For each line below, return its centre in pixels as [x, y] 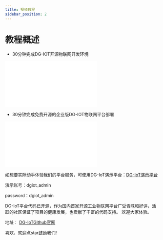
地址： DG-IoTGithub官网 [30, 222]
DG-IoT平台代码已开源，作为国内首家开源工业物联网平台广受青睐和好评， [79, 206]
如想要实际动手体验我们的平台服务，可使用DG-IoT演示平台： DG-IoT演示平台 [81, 175]
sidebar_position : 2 [26, 14]
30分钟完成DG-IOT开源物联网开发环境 [50, 54]
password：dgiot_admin [29, 196]
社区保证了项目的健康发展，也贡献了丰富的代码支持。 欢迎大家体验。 [82, 212]
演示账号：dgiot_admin [28, 185]
